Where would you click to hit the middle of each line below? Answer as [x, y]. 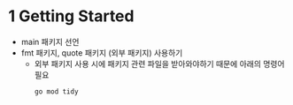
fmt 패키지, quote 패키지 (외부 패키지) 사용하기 [102, 52]
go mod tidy [56, 91]
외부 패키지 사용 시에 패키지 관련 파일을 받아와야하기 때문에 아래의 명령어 [159, 64]
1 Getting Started [71, 16]
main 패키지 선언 [50, 41]
